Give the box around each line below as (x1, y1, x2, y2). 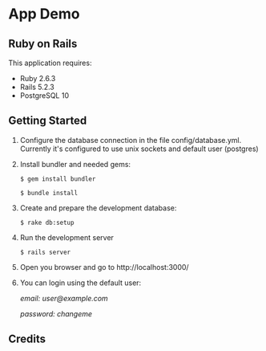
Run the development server (19, 232, 115, 242)
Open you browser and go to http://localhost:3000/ (19, 262, 190, 271)
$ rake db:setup (19, 218, 75, 227)
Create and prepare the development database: (19, 202, 177, 213)
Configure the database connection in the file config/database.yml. (19, 135, 242, 145)
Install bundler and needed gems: (19, 159, 131, 169)
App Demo (8, 5, 80, 23)
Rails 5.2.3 (19, 82, 54, 92)
